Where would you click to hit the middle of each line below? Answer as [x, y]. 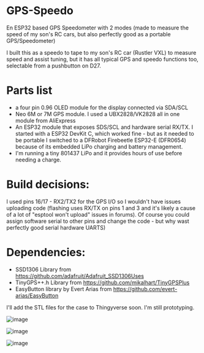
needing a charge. [38, 160]
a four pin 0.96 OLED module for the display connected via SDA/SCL [102, 107]
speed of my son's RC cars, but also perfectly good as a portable [89, 34]
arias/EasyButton [37, 295]
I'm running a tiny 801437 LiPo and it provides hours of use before [99, 153]
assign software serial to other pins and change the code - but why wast [98, 221]
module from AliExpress [45, 120]
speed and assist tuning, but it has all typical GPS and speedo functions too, [103, 59]
